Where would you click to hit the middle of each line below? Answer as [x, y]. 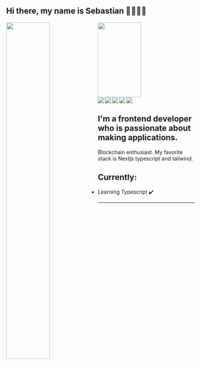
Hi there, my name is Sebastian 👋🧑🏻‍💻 [76, 11]
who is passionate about [144, 129]
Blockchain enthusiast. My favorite [140, 152]
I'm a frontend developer [145, 119]
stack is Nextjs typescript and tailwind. [145, 158]
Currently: [118, 177]
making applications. [138, 138]
